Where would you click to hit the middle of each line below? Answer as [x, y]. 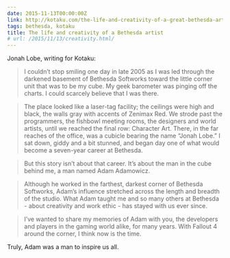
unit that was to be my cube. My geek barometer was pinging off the [120, 86]
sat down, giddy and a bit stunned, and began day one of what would [122, 143]
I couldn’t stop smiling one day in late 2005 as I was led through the [119, 72]
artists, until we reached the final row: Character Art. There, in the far [121, 129]
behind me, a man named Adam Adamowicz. [87, 171]
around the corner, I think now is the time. [82, 234]
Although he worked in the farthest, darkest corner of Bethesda [113, 184]
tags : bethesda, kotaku [41, 26]
